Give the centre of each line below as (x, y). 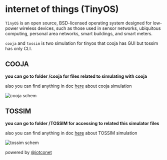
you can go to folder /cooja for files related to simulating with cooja (76, 76)
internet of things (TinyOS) (62, 9)
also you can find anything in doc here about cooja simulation (68, 86)
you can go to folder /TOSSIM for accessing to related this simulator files (82, 123)
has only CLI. (19, 48)
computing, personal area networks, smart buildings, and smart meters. (79, 33)
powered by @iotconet (29, 152)
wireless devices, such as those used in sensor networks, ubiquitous (90, 28)
